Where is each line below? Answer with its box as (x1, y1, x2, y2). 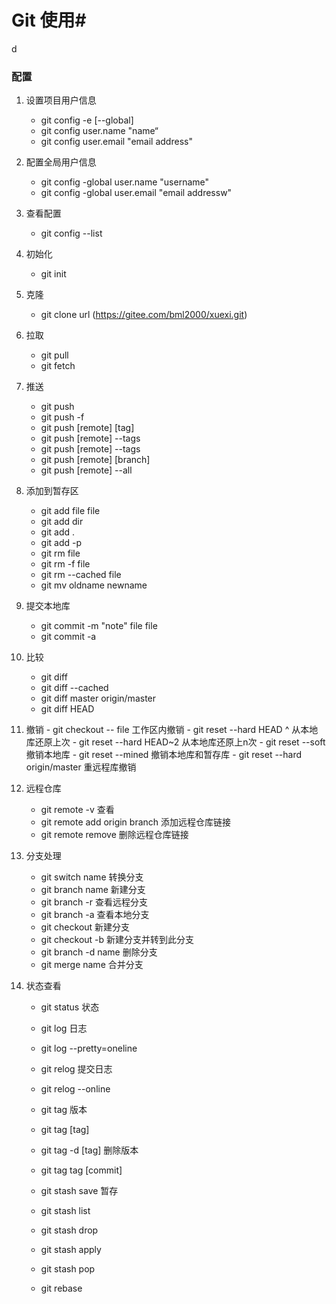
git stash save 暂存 (40, 1185, 119, 1197)
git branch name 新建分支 (40, 884, 146, 896)
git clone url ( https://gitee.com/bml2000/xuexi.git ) (40, 309, 248, 321)
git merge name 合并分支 (40, 959, 144, 971)
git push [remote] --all (40, 464, 133, 476)
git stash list (40, 1205, 91, 1217)
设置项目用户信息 (25, 94, 97, 106)
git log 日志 (40, 1022, 88, 1035)
